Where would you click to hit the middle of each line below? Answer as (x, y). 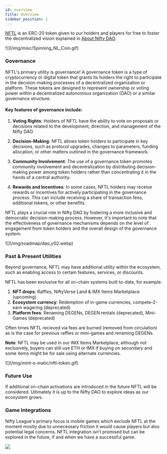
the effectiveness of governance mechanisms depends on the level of (77, 223)
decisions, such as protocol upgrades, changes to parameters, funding (85, 146)
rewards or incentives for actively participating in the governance (79, 192)
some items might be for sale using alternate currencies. (63, 353)
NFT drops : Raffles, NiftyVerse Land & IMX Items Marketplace (76, 292)
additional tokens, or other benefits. (49, 203)
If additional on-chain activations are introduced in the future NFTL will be (81, 387)
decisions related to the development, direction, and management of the (86, 126)
